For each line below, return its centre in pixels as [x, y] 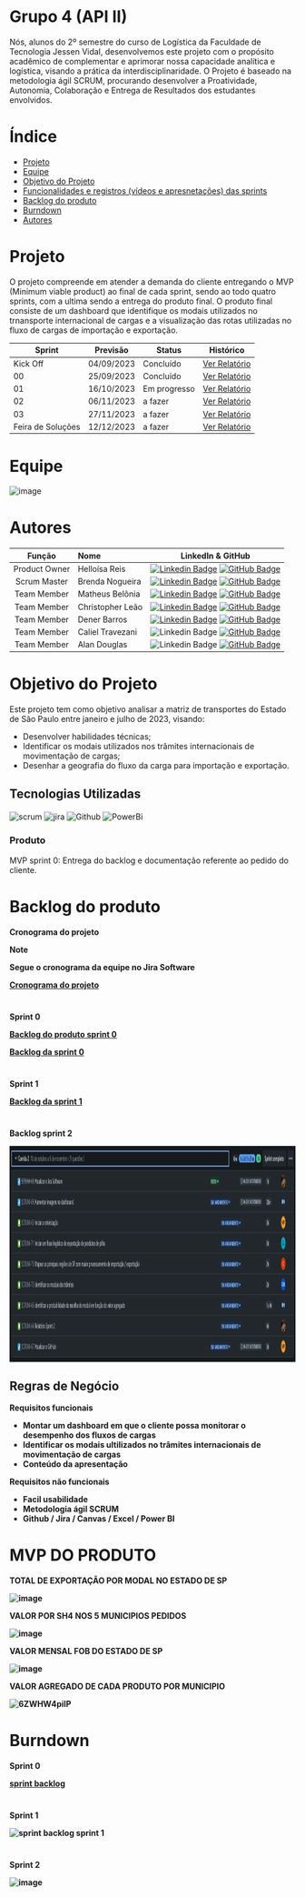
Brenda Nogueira [109, 582]
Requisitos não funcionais [59, 1481]
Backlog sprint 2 [41, 1133]
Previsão [112, 350]
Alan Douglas [103, 645]
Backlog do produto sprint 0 [64, 1034]
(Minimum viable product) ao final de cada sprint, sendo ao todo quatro [143, 291]
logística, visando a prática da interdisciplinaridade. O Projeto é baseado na [151, 71]
